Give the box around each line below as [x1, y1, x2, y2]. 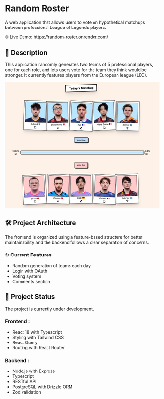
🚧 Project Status [5, 293, 55, 301]
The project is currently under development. [5, 306, 94, 312]
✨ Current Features [5, 252, 52, 258]
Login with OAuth [12, 268, 47, 274]
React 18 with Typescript [12, 329, 62, 335]
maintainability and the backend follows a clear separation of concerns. [5, 239, 149, 245]
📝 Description [5, 49, 47, 57]
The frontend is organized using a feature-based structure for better [5, 234, 143, 240]
